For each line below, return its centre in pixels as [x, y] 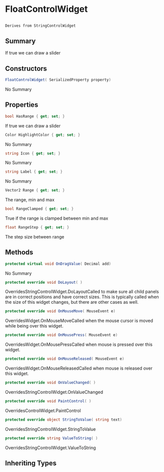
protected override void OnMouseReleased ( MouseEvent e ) [65, 359]
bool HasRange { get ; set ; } [35, 116]
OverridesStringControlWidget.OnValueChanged [54, 392]
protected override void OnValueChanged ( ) [50, 383]
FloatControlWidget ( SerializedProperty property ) [58, 80]
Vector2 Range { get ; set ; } [35, 190]
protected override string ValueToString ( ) [51, 438]
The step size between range [35, 236]
